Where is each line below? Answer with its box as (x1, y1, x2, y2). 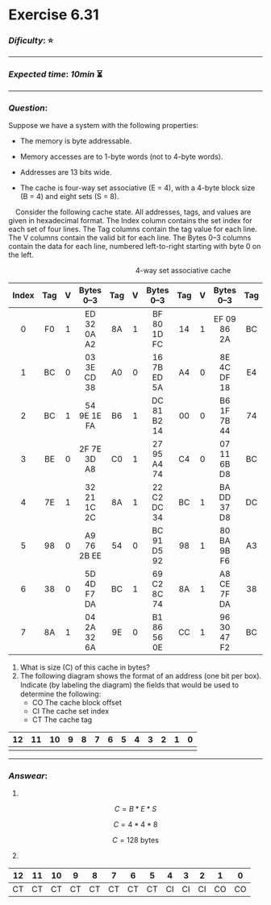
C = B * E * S (114, 804, 157, 814)
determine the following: (19, 689, 102, 699)
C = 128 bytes (111, 836, 160, 845)
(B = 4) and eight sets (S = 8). (19, 192, 119, 201)
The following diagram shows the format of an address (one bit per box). (19, 671, 262, 681)
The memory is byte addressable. (19, 136, 132, 146)
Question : (8, 102, 48, 114)
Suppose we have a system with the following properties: (8, 121, 199, 131)
